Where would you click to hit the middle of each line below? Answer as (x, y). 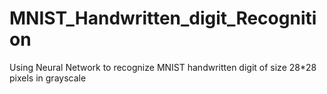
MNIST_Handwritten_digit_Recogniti (163, 18)
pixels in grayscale (48, 78)
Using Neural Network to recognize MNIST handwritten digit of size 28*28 (163, 67)
